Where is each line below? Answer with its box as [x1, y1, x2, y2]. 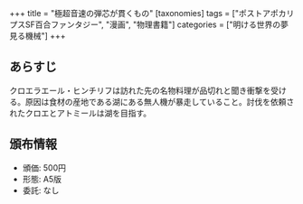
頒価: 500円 [22, 162, 66, 173]
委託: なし [22, 184, 60, 196]
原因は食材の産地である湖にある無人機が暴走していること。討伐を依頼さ [24, 96, 295, 107]
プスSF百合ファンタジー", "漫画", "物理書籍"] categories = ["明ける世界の [9, 19, 281, 30]
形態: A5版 [22, 173, 62, 184]
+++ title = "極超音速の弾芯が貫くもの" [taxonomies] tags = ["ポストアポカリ [9, 8, 295, 18]
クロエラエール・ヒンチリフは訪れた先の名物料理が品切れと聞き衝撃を [9, 85, 271, 96]
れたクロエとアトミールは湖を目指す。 [9, 107, 152, 118]
